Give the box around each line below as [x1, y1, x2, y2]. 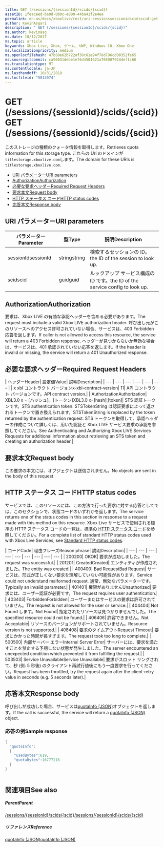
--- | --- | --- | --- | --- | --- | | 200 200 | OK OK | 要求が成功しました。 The [5, 554, 150, 559]
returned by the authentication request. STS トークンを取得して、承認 [5, 415, 145, 421]
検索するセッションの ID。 [90, 248, 150, 255]
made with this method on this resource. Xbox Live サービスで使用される [5, 519, 151, 525]
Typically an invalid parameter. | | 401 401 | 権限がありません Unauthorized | [5, 584, 151, 590]
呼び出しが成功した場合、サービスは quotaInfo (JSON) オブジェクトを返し [5, 703, 152, 709]
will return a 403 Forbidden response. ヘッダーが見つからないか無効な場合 [5, 338, 155, 344]
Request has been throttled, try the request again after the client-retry [14, 668, 154, 674]
